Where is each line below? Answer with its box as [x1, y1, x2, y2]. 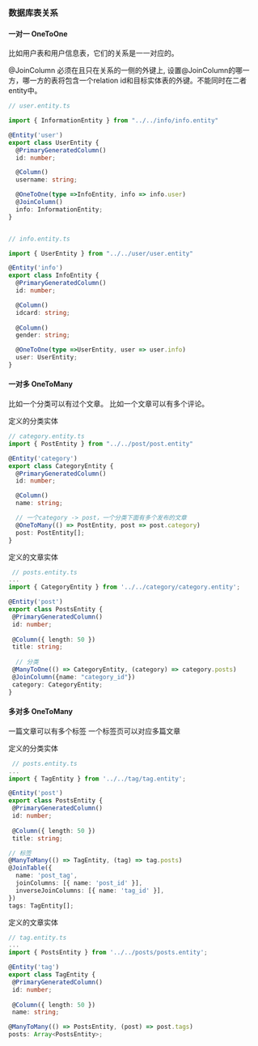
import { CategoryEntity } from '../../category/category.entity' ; [8, 583, 241, 592]
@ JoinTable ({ [8, 864, 53, 872]
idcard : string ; [15, 308, 70, 317]
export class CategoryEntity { [8, 461, 114, 470]
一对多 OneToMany [8, 379, 73, 389]
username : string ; [15, 176, 78, 184]
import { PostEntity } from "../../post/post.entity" [8, 440, 194, 448]
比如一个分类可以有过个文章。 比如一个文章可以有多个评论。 [8, 399, 209, 409]
